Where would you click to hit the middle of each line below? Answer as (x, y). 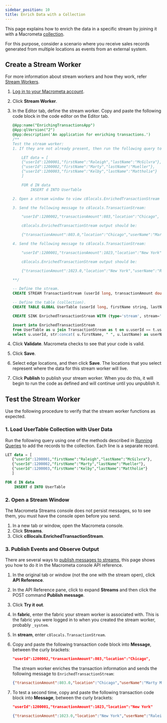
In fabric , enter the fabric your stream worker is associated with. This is (85, 615)
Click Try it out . (28, 605)
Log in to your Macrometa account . (48, 92)
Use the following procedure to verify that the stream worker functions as (80, 411)
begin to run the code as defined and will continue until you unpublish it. (86, 383)
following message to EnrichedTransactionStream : (63, 674)
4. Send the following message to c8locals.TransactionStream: (79, 244)
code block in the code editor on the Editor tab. (61, 116)
